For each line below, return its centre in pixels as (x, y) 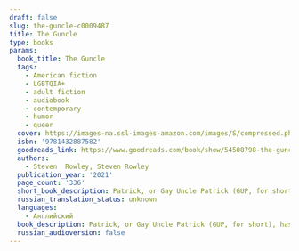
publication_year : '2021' (65, 174)
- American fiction (61, 76)
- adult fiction (56, 92)
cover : (29, 134)
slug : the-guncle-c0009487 (59, 26)
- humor (39, 117)
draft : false (33, 17)
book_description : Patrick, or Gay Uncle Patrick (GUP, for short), (147, 224)
